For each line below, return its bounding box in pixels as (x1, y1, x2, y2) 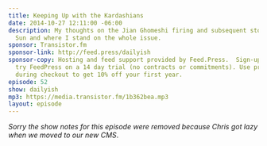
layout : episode (8, 100, 62, 108)
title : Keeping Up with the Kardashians (8, 11, 145, 20)
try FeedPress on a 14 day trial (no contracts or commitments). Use (15, 63, 250, 71)
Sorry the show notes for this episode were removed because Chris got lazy (8, 122, 258, 132)
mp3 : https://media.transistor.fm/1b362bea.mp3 (8, 93, 169, 101)
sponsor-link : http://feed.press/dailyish (8, 48, 151, 56)
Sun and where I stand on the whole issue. (15, 33, 161, 42)
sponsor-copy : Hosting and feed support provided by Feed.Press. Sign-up (8, 56, 261, 64)
